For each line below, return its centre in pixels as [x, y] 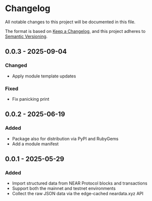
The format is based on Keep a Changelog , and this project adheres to [75, 31]
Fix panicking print [31, 99]
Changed [16, 65]
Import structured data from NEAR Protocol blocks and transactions [80, 183]
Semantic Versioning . [26, 36]
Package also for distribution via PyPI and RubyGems [65, 139]
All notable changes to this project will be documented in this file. [70, 22]
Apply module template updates [44, 76]
